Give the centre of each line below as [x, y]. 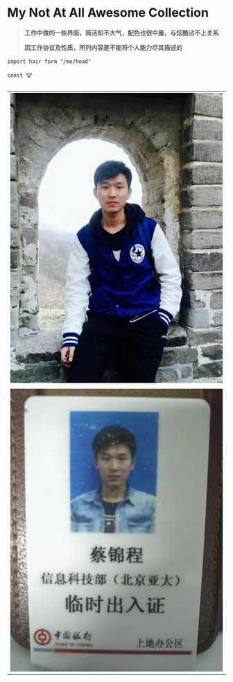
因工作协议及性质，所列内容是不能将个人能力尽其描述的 [103, 47]
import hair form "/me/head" [49, 61]
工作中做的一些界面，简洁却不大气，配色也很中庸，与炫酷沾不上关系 [121, 33]
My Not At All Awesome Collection [108, 13]
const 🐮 [20, 75]
